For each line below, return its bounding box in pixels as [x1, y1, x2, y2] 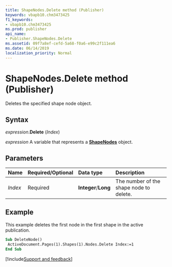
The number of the [115, 178, 160, 185]
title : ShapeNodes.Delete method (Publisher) [5, 7, 104, 13]
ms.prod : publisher [5, 27, 47, 32]
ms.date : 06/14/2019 [5, 46, 50, 51]
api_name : [5, 31, 27, 36]
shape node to [115, 184, 150, 192]
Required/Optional [27, 169, 73, 176]
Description [115, 169, 145, 176]
